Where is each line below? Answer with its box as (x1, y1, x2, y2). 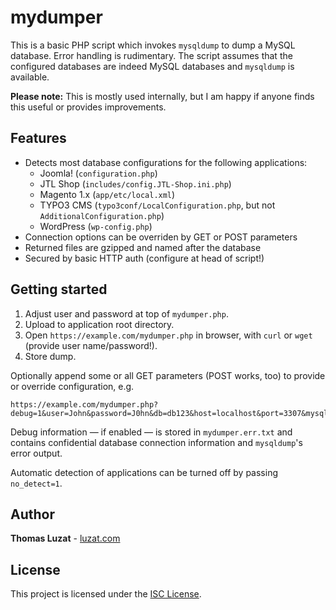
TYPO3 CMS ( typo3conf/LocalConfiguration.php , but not (39, 199, 276, 211)
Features (10, 130, 67, 147)
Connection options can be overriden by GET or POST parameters (24, 231, 298, 243)
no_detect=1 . (10, 477, 63, 489)
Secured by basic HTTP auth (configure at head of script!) (24, 252, 265, 264)
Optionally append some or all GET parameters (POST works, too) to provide (10, 369, 326, 381)
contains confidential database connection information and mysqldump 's (10, 436, 303, 448)
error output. (10, 447, 63, 459)
